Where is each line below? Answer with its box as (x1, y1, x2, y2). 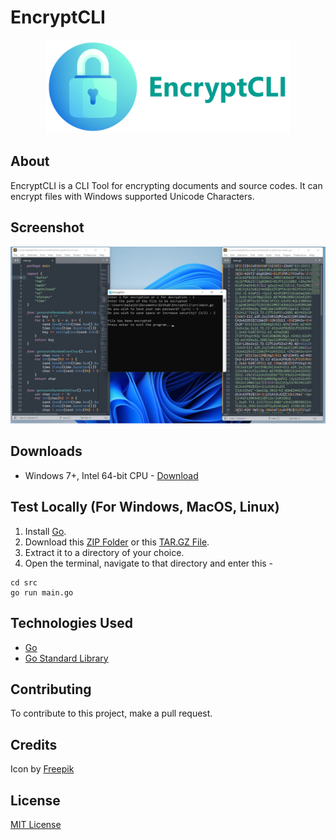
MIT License (10, 818, 62, 830)
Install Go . (24, 525, 67, 537)
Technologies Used (10, 615, 133, 632)
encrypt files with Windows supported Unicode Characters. (10, 190, 255, 202)
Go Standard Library (24, 652, 109, 664)
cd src (10, 577, 38, 588)
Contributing (10, 681, 92, 698)
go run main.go (10, 587, 74, 598)
